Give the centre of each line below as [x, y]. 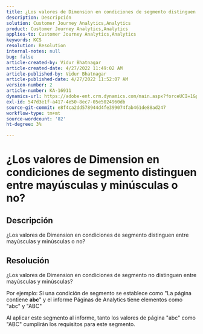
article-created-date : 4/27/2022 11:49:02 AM [64, 68]
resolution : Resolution [36, 46]
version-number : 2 [29, 85]
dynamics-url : [24, 96]
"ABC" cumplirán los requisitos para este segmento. [71, 324]
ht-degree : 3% [24, 125]
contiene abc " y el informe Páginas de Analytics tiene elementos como [95, 300]
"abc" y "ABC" [24, 306]
